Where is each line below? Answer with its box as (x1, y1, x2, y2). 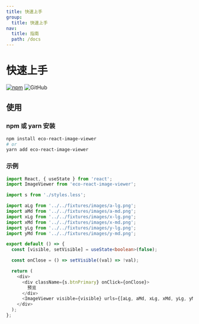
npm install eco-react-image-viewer (6, 136, 97, 141)
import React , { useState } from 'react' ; (6, 176, 113, 182)
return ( (11, 268, 33, 274)
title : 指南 (11, 31, 40, 37)
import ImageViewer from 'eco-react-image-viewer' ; (6, 181, 136, 187)
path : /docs (11, 36, 41, 42)
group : (6, 14, 23, 20)
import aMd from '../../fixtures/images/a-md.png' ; (6, 209, 136, 215)
